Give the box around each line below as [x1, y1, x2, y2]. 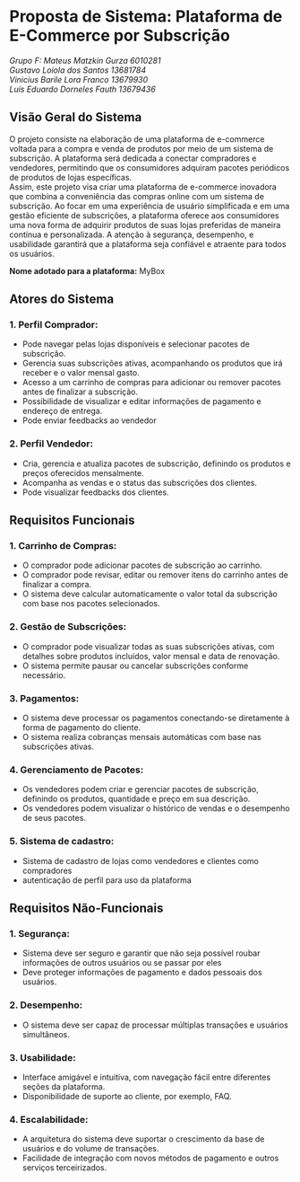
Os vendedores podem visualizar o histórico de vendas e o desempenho [21, 803, 290, 814]
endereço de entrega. [21, 406, 103, 417]
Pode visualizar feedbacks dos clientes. [21, 487, 169, 498]
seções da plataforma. [21, 1081, 106, 1092]
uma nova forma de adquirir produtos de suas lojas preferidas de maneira [9, 219, 281, 230]
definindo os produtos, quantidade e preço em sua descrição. [21, 793, 251, 805]
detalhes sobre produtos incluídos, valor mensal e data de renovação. [21, 650, 280, 661]
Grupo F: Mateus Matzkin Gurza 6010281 [9, 55, 161, 66]
